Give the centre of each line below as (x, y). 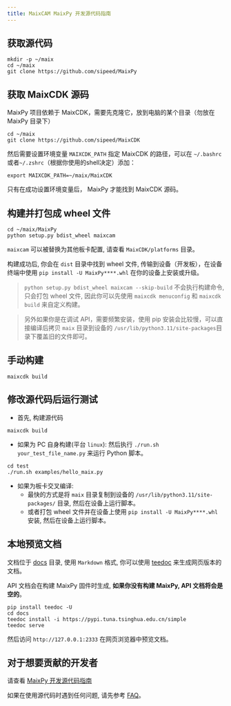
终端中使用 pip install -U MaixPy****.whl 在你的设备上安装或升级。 (105, 273)
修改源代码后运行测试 (52, 400)
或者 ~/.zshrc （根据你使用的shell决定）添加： (71, 162)
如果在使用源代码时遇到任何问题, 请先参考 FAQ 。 (76, 696)
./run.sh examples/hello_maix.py (55, 472)
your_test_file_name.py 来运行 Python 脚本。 (82, 452)
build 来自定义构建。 (54, 305)
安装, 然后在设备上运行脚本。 (69, 520)
